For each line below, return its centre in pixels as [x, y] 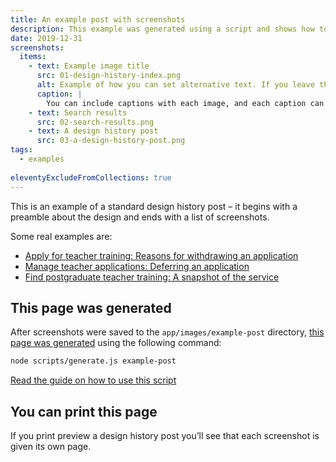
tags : [21, 150]
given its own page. [51, 446]
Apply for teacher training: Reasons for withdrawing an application [161, 255]
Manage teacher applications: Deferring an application [137, 266]
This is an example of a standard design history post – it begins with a [154, 206]
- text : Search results [78, 112]
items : [33, 57]
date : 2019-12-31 [46, 38]
